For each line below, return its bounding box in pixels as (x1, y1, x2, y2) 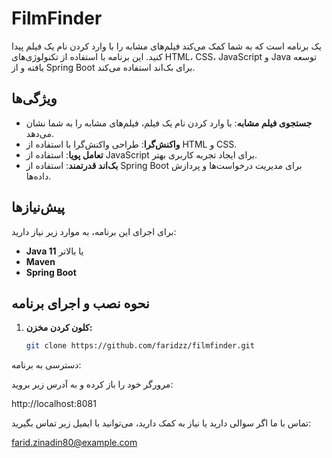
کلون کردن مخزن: (25, 322, 93, 334)
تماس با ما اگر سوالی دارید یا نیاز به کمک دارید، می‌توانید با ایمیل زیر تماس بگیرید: (11, 417, 312, 429)
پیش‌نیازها (11, 199, 66, 216)
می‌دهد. (25, 127, 54, 139)
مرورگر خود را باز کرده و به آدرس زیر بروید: (11, 378, 174, 391)
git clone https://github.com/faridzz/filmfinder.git (25, 341, 255, 351)
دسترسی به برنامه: (11, 359, 82, 371)
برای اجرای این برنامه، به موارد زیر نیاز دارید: (11, 225, 177, 237)
